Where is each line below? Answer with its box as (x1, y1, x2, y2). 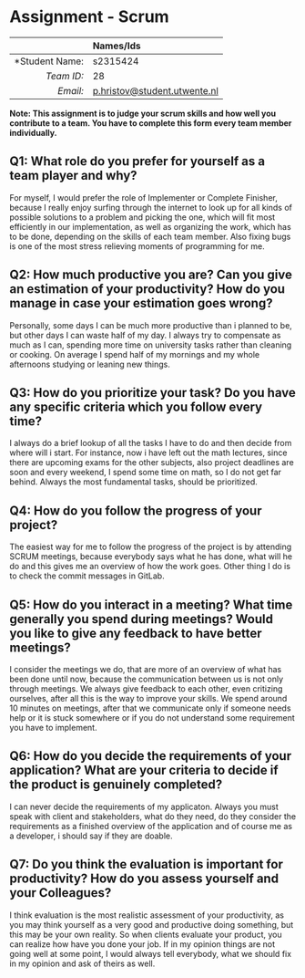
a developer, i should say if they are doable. (9, 830, 173, 841)
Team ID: (45, 69, 85, 82)
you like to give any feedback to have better (9, 625, 262, 640)
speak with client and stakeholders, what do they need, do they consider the (9, 810, 297, 822)
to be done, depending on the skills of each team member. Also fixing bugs (9, 231, 291, 242)
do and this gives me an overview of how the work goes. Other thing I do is (9, 561, 291, 572)
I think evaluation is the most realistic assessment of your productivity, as (9, 910, 285, 921)
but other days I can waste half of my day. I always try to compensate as (9, 329, 281, 340)
